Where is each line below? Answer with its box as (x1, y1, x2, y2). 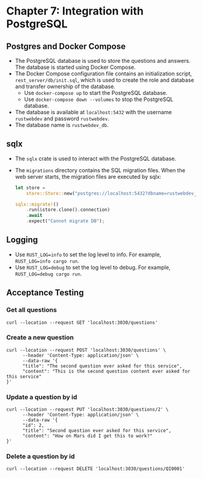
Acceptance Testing (6, 288, 84, 298)
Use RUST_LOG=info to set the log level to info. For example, (14, 251, 161, 258)
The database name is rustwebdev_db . (14, 121, 109, 128)
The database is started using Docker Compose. (14, 63, 136, 71)
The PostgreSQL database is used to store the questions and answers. (14, 57, 191, 64)
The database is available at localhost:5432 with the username (14, 109, 172, 115)
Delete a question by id (6, 452, 75, 460)
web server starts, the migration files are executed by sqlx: (14, 173, 162, 180)
